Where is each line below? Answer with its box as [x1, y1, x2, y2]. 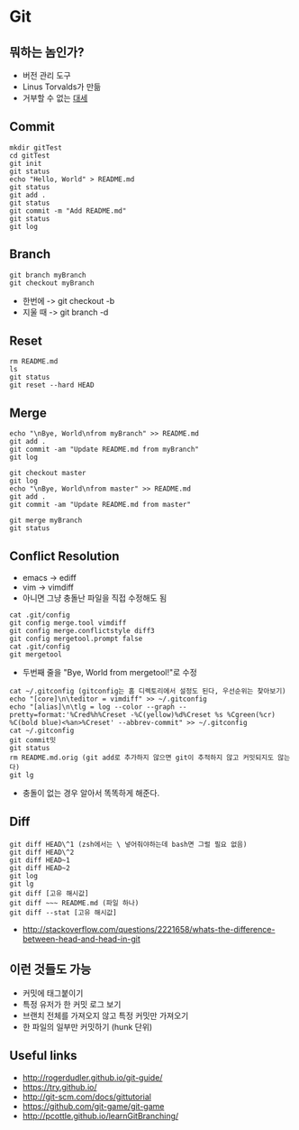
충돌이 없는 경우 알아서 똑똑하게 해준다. [22, 787, 160, 799]
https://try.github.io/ [22, 1081, 97, 1092]
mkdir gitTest [9, 142, 63, 152]
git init [9, 159, 42, 168]
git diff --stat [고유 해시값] [9, 908, 117, 917]
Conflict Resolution [9, 548, 120, 564]
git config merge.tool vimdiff [9, 619, 127, 628]
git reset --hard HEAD [9, 381, 95, 390]
